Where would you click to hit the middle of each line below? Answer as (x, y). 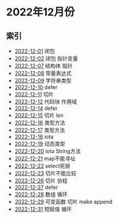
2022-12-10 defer (36, 87)
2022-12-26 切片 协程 (41, 180)
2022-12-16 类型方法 (40, 123)
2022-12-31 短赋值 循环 (43, 209)
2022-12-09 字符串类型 (43, 81)
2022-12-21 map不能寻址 (45, 158)
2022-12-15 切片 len (39, 115)
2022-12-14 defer (36, 108)
